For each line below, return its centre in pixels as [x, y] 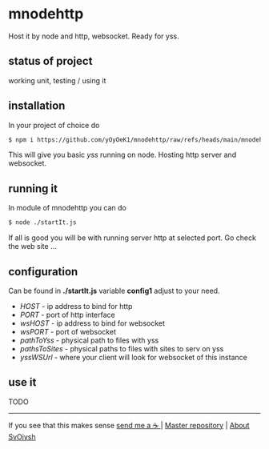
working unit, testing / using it [57, 80]
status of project [50, 61]
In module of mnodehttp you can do [67, 208]
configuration [43, 272]
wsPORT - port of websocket [68, 331]
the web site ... [33, 247]
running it [33, 188]
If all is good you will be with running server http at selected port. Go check [132, 238]
